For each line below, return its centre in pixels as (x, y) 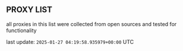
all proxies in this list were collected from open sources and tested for (91, 24)
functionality (21, 30)
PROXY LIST (29, 10)
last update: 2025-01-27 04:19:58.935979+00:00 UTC (70, 42)
